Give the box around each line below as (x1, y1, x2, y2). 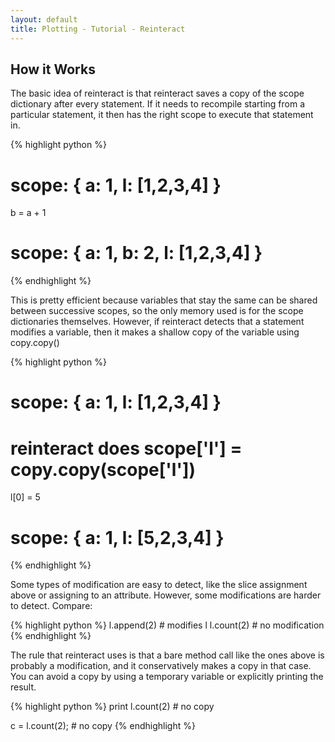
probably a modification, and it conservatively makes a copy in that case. (10, 660, 312, 672)
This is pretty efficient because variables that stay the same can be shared (10, 294, 318, 306)
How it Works (10, 61, 96, 78)
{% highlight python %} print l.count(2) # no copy (10, 701, 215, 713)
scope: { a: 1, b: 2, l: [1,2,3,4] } (10, 242, 263, 265)
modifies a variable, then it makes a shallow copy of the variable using (10, 326, 300, 338)
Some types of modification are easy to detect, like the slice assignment (10, 579, 308, 591)
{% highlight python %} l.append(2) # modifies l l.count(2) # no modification (10, 619, 325, 631)
